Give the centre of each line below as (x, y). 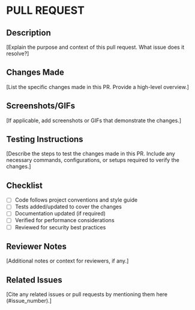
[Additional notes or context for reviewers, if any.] (67, 261)
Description (28, 33)
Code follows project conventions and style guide (76, 200)
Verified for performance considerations (65, 220)
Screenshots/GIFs (41, 106)
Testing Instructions (45, 139)
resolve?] (18, 54)
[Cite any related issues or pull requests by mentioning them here (87, 294)
